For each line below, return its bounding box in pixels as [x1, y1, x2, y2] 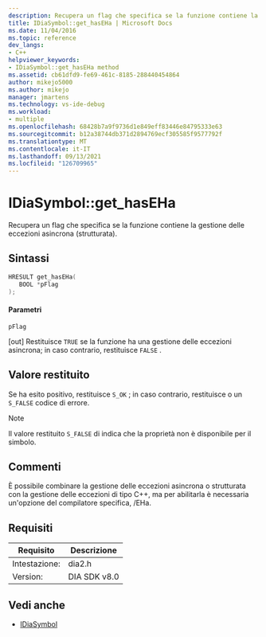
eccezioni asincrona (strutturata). [8, 229, 118, 239]
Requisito [18, 545, 55, 556]
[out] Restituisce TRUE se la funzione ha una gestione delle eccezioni [8, 336, 233, 346]
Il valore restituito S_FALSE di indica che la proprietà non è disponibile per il [8, 428, 252, 438]
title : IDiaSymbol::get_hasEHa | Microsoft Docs [8, 19, 173, 27]
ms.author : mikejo [8, 85, 69, 94]
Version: [12, 571, 44, 582]
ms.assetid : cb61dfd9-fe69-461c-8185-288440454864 [8, 71, 180, 79]
